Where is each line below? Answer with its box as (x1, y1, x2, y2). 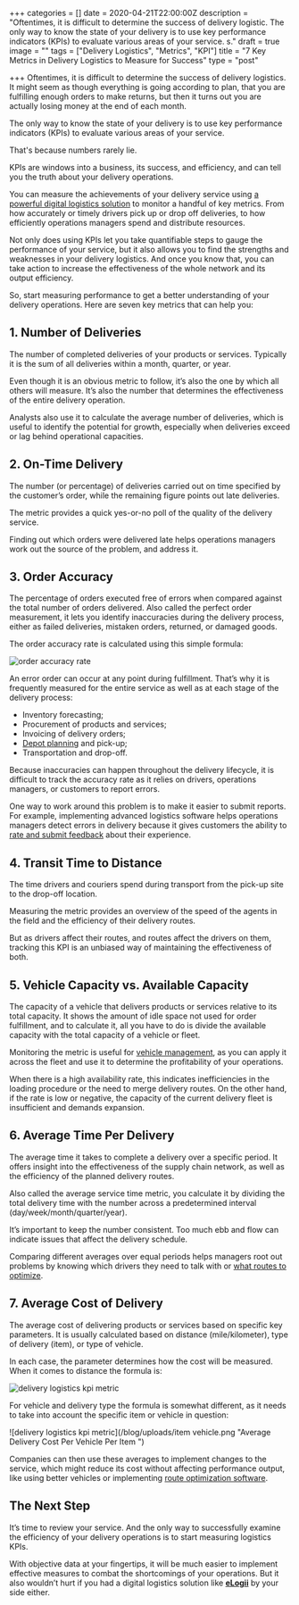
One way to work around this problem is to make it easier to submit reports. (9, 801, 287, 811)
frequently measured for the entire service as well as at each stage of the (9, 683, 279, 694)
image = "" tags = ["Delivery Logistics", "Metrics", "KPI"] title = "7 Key (9, 46, 266, 56)
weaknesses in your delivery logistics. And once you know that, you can (9, 254, 275, 264)
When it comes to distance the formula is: (9, 1365, 162, 1376)
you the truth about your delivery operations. (9, 171, 174, 182)
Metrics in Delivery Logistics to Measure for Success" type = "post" (9, 55, 259, 65)
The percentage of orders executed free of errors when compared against (9, 593, 283, 603)
